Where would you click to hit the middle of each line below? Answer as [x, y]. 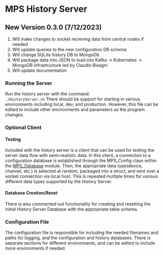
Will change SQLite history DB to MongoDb [56, 55]
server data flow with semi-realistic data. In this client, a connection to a [78, 156]
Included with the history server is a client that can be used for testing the [80, 150]
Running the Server [29, 83]
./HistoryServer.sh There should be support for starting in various [73, 99]
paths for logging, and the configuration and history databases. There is [78, 238]
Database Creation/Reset [31, 193]
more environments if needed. [36, 248]
